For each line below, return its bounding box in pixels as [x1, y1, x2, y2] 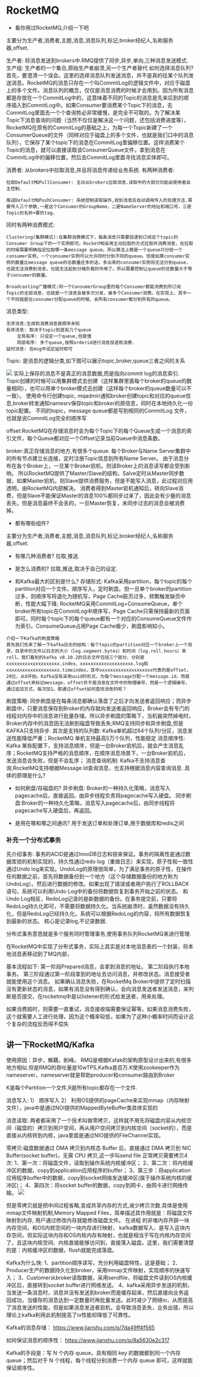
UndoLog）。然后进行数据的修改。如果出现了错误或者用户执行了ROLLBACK [6, 880, 189, 888]
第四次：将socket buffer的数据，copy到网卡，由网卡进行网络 [33, 1181, 183, 1189]
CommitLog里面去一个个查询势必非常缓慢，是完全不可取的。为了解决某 [6, 108, 181, 116]
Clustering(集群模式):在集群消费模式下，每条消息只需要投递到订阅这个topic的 [6, 234, 179, 240]
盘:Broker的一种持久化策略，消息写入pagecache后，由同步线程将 [14, 799, 175, 807]
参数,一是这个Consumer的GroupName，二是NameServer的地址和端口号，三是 [28, 203, 192, 209]
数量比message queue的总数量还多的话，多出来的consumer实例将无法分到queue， [14, 259, 191, 265]
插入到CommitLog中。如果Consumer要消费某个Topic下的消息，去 [11, 101, 173, 108]
